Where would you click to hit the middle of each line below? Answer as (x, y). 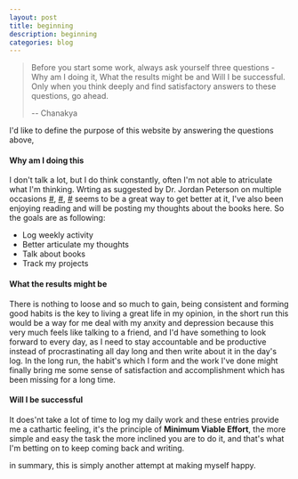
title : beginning (41, 26)
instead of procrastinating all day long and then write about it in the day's (143, 351)
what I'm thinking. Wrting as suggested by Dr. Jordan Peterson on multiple (145, 190)
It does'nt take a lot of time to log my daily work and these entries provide (144, 419)
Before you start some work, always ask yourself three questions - (153, 68)
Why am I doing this (47, 160)
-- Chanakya (54, 113)
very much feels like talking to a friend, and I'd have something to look (138, 332)
